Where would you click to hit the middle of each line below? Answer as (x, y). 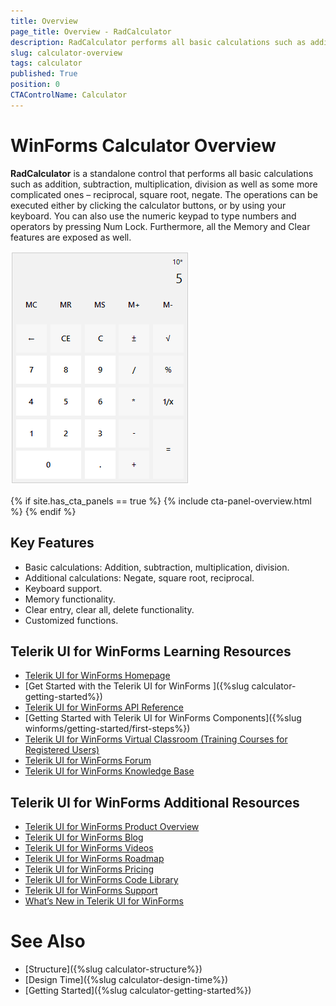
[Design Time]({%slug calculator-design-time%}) (126, 980)
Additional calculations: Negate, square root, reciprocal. (139, 577)
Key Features (52, 543)
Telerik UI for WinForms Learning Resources (151, 651)
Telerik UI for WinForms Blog (84, 837)
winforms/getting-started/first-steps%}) (107, 729)
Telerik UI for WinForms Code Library (101, 880)
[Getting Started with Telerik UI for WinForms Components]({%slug (163, 718)
